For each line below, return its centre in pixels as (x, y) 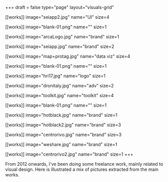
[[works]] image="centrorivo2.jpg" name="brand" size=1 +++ (69, 154)
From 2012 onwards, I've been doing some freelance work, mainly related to (84, 164)
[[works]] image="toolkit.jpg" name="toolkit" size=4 (60, 95)
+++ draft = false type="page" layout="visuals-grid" (60, 7)
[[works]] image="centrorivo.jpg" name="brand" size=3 (64, 134)
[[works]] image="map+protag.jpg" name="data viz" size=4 (68, 56)
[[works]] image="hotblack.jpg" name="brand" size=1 (61, 115)
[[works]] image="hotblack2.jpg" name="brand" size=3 (63, 125)
